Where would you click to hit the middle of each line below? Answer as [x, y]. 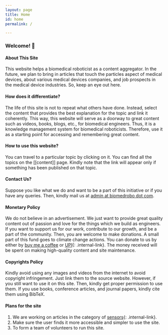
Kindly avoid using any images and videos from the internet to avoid [75, 273]
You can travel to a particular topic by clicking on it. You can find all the [78, 157]
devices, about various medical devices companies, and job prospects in [80, 80]
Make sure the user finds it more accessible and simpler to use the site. [86, 322]
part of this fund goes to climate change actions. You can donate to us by [81, 240]
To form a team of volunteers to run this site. [58, 327]
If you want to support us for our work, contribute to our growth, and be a [81, 229]
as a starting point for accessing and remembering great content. [72, 134]
